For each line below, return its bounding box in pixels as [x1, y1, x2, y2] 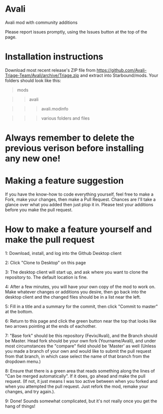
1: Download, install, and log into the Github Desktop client [5, 250, 122, 256]
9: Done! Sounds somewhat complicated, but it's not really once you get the [5, 398, 157, 404]
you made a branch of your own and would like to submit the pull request [5, 348, 152, 354]
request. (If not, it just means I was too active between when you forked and [5, 378, 158, 384]
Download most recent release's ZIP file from [5, 67, 96, 73]
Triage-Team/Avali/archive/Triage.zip [5, 72, 79, 78]
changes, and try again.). [5, 388, 55, 395]
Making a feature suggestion [5, 175, 124, 186]
